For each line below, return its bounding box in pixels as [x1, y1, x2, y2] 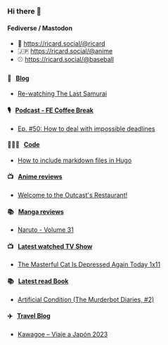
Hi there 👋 [7, 6, 42, 16]
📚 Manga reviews [7, 207, 65, 216]
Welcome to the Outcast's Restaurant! [17, 190, 128, 199]
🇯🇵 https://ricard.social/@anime [17, 47, 113, 56]
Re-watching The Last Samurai [17, 89, 108, 98]
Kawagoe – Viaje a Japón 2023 [17, 330, 108, 338]
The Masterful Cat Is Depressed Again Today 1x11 [17, 260, 160, 269]
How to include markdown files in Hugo [17, 156, 132, 164]
